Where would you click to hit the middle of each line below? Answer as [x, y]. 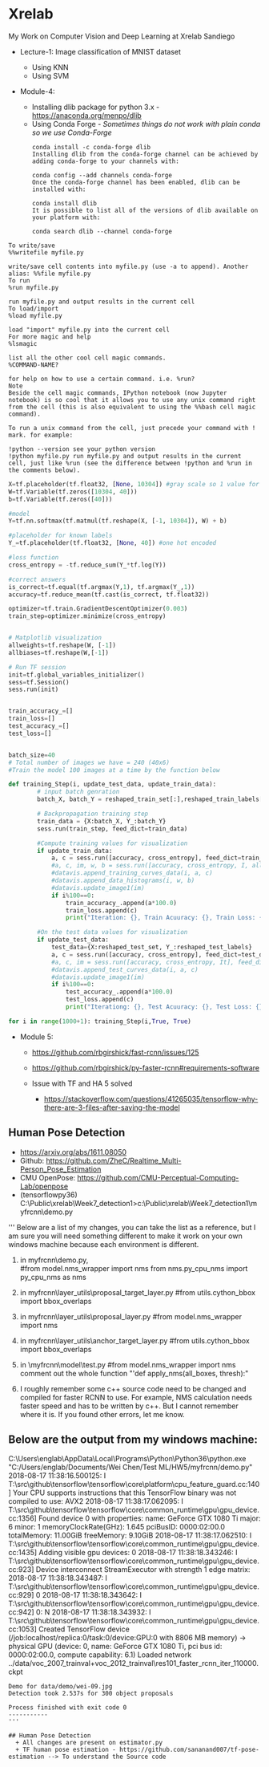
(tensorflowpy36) [48, 1194]
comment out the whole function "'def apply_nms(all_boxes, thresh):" [134, 1373]
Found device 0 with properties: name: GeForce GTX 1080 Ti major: [150, 1518]
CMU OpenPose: [48, 1177]
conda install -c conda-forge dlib [91, 147]
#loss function [34, 558]
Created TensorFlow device [84, 1629]
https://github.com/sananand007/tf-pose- [189, 1750]
